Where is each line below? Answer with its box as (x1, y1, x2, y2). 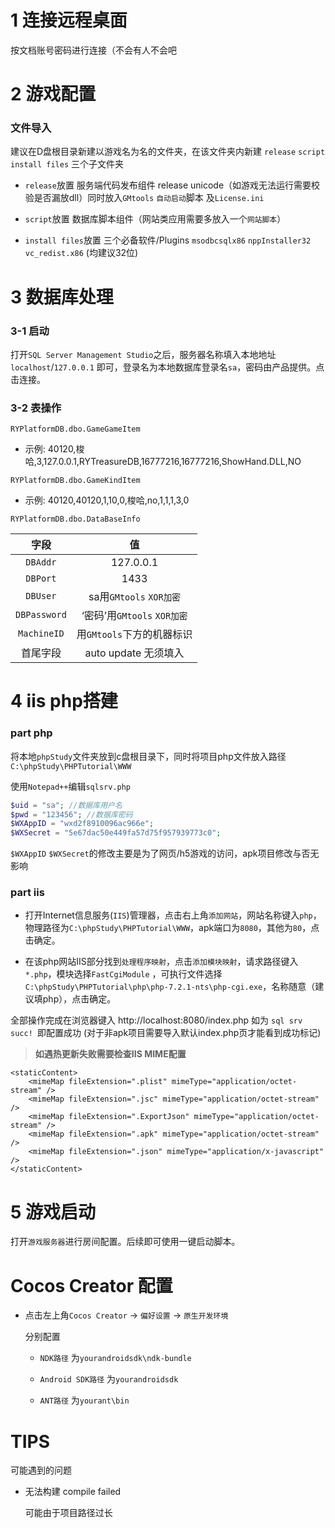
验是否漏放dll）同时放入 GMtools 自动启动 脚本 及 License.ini (24, 192, 265, 204)
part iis (10, 886, 45, 900)
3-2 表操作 (10, 401, 62, 415)
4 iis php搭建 (10, 690, 118, 713)
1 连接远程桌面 (10, 9, 128, 32)
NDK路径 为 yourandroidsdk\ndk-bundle (39, 1352, 192, 1364)
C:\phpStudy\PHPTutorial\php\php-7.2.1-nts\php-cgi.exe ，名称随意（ (24, 981, 316, 993)
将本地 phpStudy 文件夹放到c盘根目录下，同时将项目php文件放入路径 (10, 750, 287, 762)
